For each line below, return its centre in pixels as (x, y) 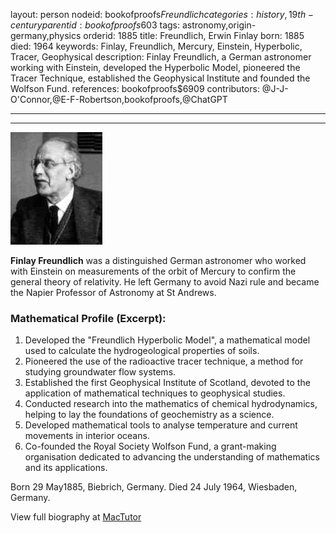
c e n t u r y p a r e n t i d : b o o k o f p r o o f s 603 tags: (95, 25)
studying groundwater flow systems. (100, 372)
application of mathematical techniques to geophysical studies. (155, 393)
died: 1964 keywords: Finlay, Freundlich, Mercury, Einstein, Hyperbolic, (156, 46)
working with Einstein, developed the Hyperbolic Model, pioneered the (155, 67)
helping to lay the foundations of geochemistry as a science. (149, 415)
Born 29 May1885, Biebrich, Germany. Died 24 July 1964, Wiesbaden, (154, 487)
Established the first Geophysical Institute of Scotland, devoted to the (167, 383)
